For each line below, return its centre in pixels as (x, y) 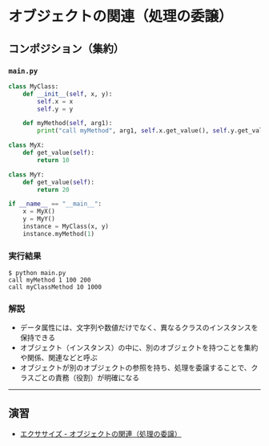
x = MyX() (39, 212)
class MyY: (26, 174)
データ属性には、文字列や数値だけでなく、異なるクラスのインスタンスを (139, 328)
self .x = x (55, 101)
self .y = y (55, 109)
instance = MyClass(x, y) (66, 226)
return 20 (53, 189)
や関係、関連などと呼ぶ (58, 358)
